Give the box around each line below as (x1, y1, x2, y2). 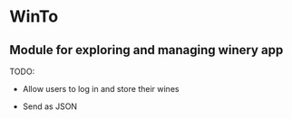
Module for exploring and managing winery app (9, 42, 284, 58)
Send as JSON (22, 101, 78, 112)
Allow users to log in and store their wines (22, 84, 180, 94)
